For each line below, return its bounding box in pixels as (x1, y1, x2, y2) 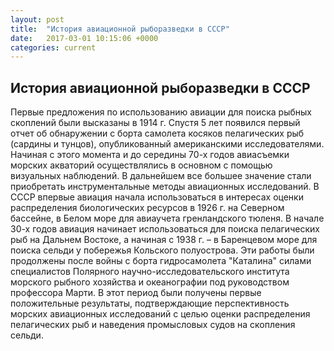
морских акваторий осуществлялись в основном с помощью (10, 159, 273, 171)
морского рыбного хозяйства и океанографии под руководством (10, 276, 290, 288)
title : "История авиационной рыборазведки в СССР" (10, 24, 230, 34)
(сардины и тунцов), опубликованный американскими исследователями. (10, 138, 325, 150)
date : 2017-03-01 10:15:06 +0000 (10, 33, 159, 43)
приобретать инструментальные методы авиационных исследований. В (10, 181, 320, 193)
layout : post (10, 14, 65, 25)
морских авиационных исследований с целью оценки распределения (10, 308, 311, 320)
